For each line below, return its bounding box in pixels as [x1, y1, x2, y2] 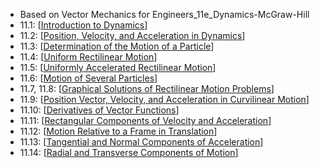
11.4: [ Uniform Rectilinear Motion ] [19, 51, 158, 63]
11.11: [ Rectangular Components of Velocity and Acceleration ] [19, 115, 272, 126]
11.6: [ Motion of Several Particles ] [19, 72, 158, 84]
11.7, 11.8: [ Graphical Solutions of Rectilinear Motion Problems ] [19, 83, 275, 94]
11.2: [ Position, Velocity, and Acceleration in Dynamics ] [19, 30, 246, 41]
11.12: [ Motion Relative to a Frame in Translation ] [19, 125, 218, 137]
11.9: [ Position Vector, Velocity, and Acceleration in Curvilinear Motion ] [19, 94, 310, 105]
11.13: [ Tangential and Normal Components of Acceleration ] [19, 136, 264, 148]
